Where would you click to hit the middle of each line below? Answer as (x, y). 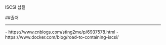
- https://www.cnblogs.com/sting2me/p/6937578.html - (62, 32)
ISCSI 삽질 (15, 7)
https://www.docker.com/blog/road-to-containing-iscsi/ (62, 37)
